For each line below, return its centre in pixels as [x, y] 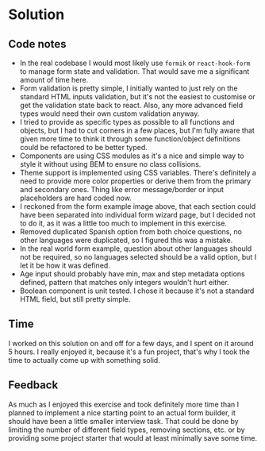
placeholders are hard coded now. [76, 198]
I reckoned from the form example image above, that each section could [138, 206]
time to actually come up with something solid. [84, 360]
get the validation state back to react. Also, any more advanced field [131, 105]
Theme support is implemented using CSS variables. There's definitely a [138, 173]
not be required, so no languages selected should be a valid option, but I [138, 257]
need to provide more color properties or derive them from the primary [135, 181]
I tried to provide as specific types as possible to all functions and [127, 122]
